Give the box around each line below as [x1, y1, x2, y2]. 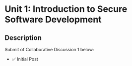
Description [4, 33, 42, 42]
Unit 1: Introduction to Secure [4, 3, 128, 15]
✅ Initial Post [11, 56, 38, 62]
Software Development [4, 14, 102, 25]
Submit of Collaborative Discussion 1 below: [4, 47, 94, 52]
